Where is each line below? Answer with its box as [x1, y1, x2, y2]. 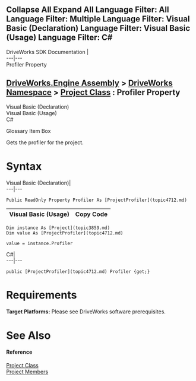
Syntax [6, 160, 42, 173]
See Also [6, 329, 51, 342]
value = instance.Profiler [6, 240, 73, 246]
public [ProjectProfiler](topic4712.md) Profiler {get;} [6, 268, 150, 275]
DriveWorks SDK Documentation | [6, 48, 89, 55]
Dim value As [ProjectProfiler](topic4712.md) [6, 230, 124, 236]
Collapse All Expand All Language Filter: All [6, 5, 169, 15]
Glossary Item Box [6, 127, 51, 134]
